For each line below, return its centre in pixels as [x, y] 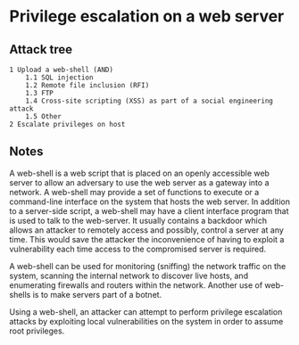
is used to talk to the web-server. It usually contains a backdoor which [138, 220]
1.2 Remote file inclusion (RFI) [87, 86]
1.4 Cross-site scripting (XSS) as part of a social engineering [149, 101]
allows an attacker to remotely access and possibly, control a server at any [146, 230]
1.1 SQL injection [59, 78]
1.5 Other [44, 117]
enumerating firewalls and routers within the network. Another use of [136, 285]
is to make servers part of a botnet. [97, 294]
